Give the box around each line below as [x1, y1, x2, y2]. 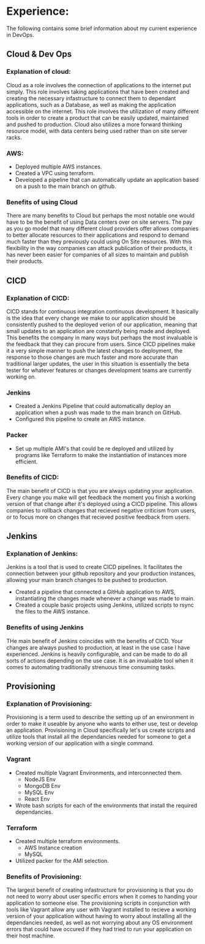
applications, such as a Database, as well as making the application [6, 101, 176, 108]
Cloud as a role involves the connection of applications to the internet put [6, 81, 192, 88]
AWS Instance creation [24, 844, 83, 852]
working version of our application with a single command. [6, 739, 154, 747]
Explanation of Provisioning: [6, 699, 92, 708]
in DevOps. [6, 31, 35, 38]
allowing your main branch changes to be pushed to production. [6, 576, 168, 584]
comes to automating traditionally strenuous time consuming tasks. [6, 663, 176, 671]
